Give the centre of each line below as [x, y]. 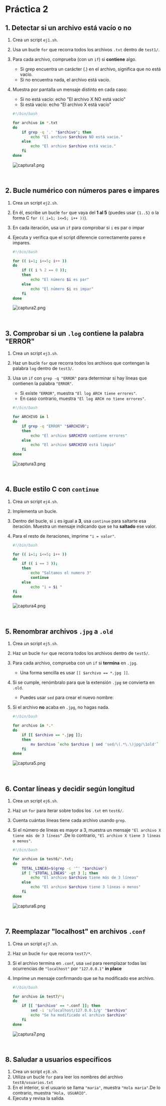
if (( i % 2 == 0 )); [44, 270]
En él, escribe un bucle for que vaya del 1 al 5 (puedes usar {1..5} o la [86, 213]
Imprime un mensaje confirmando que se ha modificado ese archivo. [84, 978]
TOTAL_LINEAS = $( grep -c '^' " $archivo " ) [64, 868]
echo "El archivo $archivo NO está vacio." [77, 137]
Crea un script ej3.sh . [35, 353]
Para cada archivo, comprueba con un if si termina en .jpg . [75, 663]
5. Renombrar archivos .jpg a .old [59, 631]
